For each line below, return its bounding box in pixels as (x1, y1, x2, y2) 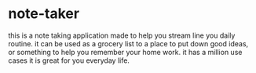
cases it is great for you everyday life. (8, 56, 130, 65)
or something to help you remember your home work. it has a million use (8, 47, 243, 57)
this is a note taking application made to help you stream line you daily (8, 31, 236, 40)
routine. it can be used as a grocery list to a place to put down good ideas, (8, 38, 249, 48)
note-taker (8, 5, 80, 23)
